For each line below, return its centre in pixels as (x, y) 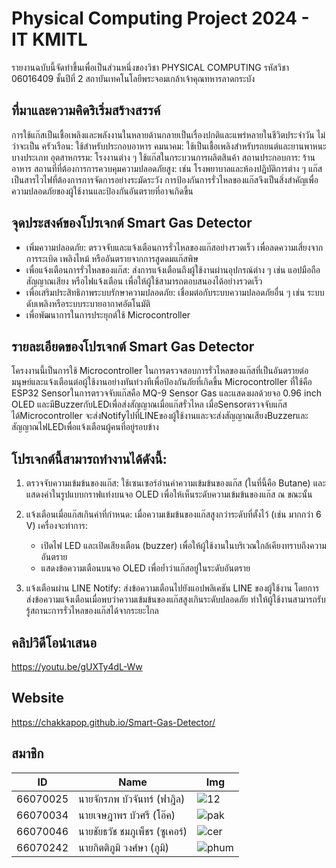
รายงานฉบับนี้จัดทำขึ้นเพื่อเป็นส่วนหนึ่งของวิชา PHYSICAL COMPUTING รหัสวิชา (150, 67)
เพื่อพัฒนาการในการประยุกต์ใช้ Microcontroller (108, 314)
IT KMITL (49, 39)
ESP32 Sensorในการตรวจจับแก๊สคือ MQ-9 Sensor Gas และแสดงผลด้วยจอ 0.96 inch (166, 393)
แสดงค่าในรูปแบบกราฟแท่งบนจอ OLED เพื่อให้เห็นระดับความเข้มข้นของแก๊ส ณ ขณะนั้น (169, 494)
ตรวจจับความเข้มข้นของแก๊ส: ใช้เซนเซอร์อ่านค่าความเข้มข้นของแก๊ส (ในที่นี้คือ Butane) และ (175, 483)
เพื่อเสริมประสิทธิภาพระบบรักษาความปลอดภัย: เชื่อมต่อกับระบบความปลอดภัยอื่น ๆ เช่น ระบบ (175, 292)
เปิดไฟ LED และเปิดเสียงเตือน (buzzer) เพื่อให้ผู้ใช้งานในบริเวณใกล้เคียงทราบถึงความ (183, 546)
